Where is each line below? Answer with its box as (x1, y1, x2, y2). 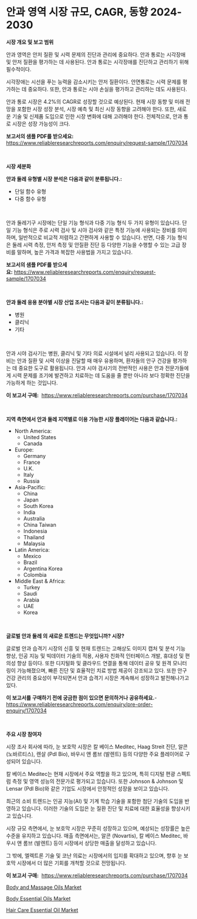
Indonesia (23, 527, 47, 535)
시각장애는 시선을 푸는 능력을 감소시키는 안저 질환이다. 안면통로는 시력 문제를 (6, 78, 182, 85)
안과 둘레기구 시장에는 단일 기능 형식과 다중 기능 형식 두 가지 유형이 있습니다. (6, 219, 181, 226)
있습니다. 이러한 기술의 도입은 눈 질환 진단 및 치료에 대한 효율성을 (21, 805, 170, 812)
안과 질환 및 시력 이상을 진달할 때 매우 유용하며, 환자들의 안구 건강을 (16, 357, 172, 364)
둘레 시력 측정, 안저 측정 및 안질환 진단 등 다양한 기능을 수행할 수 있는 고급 (12, 241, 181, 248)
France (23, 459, 41, 466)
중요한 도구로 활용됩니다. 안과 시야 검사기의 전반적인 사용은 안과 (18, 364, 164, 371)
